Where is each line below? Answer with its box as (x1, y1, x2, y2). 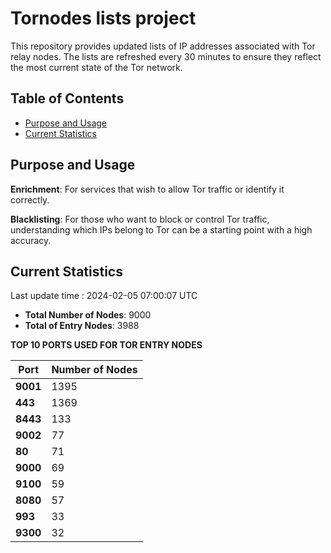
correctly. (10, 193, 50, 206)
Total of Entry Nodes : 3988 (24, 320, 140, 332)
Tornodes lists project (10, 7, 197, 30)
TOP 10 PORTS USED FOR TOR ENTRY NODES (10, 339, 203, 351)
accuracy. (10, 234, 52, 246)
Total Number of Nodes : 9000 (24, 309, 152, 321)
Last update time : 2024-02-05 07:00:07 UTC (10, 290, 198, 302)
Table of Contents (10, 90, 125, 107)
